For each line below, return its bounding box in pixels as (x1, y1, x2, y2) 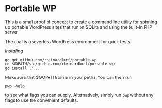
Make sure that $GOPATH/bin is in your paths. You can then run (5, 74, 132, 80)
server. (5, 29, 19, 35)
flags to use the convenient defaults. (5, 97, 78, 103)
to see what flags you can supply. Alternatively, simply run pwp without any (5, 92, 154, 98)
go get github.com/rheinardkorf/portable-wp (5, 57, 97, 62)
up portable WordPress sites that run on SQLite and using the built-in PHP (5, 24, 153, 30)
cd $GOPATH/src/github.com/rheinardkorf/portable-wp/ (5, 62, 116, 66)
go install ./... (5, 66, 40, 71)
